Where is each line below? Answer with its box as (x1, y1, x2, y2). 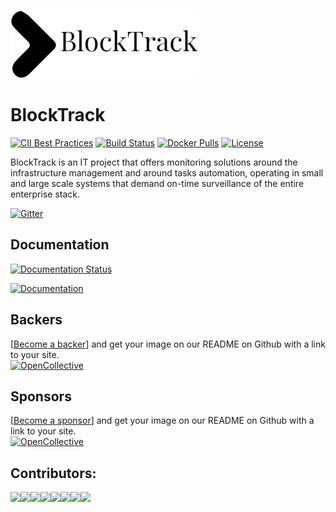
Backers (10, 311, 63, 329)
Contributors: (10, 465, 97, 482)
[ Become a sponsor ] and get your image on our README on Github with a (10, 415, 315, 427)
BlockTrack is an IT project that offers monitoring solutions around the (10, 156, 298, 168)
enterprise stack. (10, 188, 81, 200)
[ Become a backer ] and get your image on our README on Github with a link (10, 338, 326, 350)
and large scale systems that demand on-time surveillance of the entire (10, 177, 305, 189)
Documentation (10, 236, 110, 254)
